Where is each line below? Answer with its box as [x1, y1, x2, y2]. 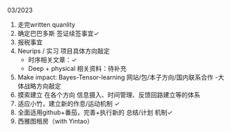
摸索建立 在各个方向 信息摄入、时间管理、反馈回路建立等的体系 [17, 91, 201, 99]
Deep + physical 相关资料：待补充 [27, 65, 127, 72]
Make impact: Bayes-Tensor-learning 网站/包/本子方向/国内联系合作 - [17, 73, 218, 81]
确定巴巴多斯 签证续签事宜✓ [17, 29, 100, 37]
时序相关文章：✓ [27, 55, 77, 64]
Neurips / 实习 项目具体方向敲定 [17, 47, 111, 55]
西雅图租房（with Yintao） [17, 117, 94, 125]
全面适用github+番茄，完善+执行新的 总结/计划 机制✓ [17, 108, 173, 117]
